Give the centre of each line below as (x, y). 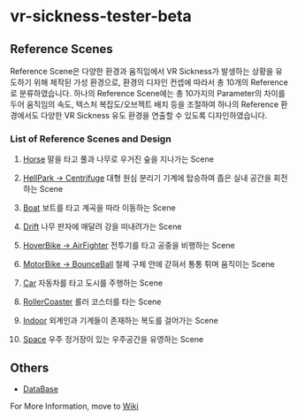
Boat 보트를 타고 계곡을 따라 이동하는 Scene (99, 208)
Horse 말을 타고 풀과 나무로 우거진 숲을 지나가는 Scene (118, 159)
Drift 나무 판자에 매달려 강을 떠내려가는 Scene (102, 226)
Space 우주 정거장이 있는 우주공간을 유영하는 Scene (113, 340)
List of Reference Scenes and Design (91, 139)
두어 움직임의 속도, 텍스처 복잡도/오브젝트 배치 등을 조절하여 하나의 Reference (145, 104)
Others (30, 367)
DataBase (40, 389)
